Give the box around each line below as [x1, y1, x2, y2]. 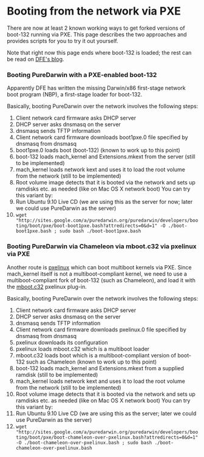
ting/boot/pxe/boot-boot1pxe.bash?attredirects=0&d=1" [15, 223, 158, 229]
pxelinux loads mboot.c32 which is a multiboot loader [15, 345, 150, 353]
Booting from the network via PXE [7, 4, 182, 18]
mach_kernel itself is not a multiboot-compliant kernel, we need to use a [7, 270, 188, 277]
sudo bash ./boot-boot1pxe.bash [59, 228, 141, 234]
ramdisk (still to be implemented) [15, 371, 98, 378]
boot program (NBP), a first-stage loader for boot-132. [7, 91, 143, 98]
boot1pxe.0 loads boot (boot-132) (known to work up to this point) [15, 147, 181, 154]
